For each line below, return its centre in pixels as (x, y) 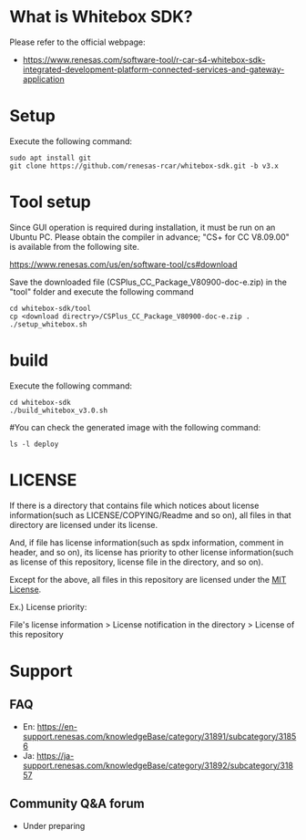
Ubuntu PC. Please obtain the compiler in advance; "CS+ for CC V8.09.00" (149, 237)
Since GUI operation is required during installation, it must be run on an (143, 227)
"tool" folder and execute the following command (102, 291)
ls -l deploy (34, 444)
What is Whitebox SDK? (101, 17)
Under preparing (54, 825)
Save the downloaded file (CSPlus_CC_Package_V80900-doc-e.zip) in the (148, 282)
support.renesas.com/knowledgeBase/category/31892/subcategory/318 (158, 765)
